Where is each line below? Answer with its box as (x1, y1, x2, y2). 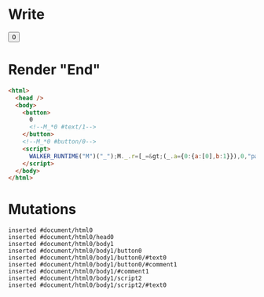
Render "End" (8, 61, 101, 79)
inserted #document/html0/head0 (8, 234, 114, 241)
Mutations (8, 201, 77, 219)
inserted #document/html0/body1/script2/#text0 (8, 281, 167, 289)
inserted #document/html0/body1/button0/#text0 (8, 254, 167, 262)
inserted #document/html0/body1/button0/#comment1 (8, 261, 178, 269)
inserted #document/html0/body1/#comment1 (8, 268, 149, 276)
